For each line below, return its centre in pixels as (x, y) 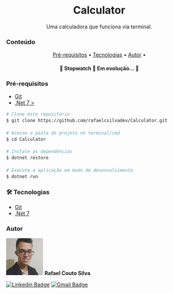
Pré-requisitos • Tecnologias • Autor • (99, 55)
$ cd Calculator (26, 139)
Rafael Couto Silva (67, 273)
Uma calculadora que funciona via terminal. (99, 27)
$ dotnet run (22, 177)
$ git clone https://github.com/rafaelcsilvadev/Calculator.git (87, 120)
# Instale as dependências (39, 152)
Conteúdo (21, 42)
